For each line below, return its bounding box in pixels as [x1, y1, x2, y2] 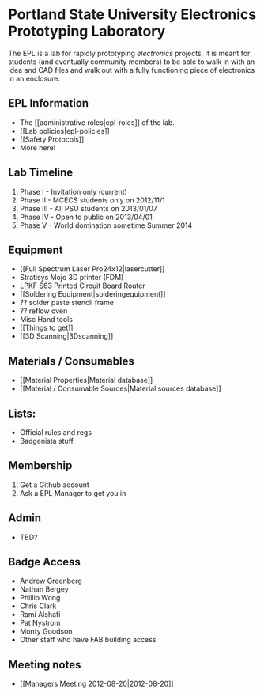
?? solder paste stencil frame [19, 298, 115, 308]
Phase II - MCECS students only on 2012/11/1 [19, 195, 165, 205]
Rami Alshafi [19, 610, 61, 619]
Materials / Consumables [8, 354, 134, 368]
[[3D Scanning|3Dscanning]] [19, 331, 114, 341]
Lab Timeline [8, 166, 74, 180]
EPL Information [8, 96, 89, 110]
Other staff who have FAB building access [19, 635, 157, 645]
